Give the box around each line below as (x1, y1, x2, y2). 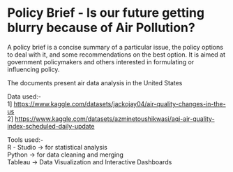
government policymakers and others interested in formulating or (7, 57, 195, 66)
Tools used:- (7, 135, 44, 144)
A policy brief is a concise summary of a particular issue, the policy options (7, 43, 223, 51)
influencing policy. (7, 65, 60, 73)
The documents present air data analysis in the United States (7, 78, 183, 87)
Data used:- (7, 92, 42, 101)
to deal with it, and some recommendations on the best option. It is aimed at (7, 50, 225, 59)
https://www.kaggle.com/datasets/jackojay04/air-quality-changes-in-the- (13, 99, 226, 108)
